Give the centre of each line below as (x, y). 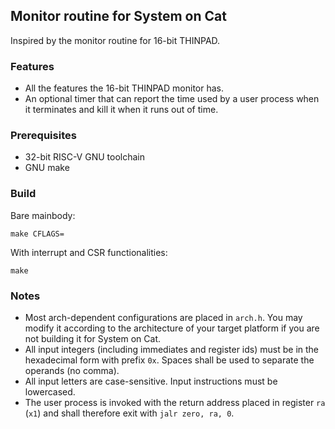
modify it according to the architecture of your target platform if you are (172, 328)
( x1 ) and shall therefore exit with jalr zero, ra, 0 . (129, 413)
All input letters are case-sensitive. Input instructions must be (151, 381)
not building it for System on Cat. (93, 338)
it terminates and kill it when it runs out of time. (121, 110)
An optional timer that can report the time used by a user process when (172, 99)
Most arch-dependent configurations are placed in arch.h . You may (163, 317)
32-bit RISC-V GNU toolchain (84, 157)
